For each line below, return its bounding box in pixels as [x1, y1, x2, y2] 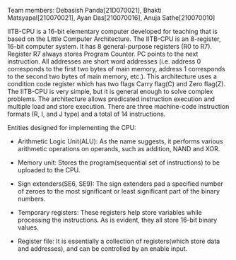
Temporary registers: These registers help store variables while [17, 208, 203, 216]
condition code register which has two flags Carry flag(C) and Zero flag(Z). [7, 80, 226, 88]
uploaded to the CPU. [17, 166, 81, 174]
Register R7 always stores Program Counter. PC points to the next [7, 49, 199, 58]
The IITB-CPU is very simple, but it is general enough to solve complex [7, 88, 213, 95]
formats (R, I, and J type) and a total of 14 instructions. [7, 110, 166, 118]
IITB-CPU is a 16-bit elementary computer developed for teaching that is [7, 28, 218, 35]
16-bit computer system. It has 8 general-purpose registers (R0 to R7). [7, 42, 213, 50]
